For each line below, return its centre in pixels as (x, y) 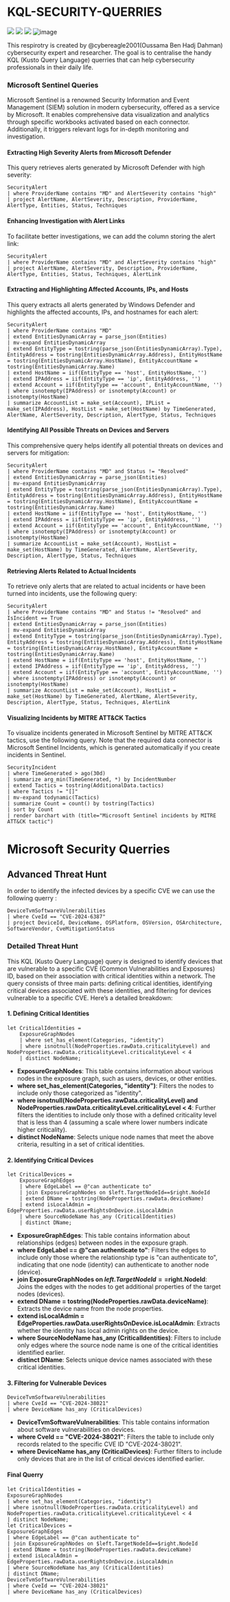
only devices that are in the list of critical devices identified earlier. (111, 1459)
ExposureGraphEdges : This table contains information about (103, 1236)
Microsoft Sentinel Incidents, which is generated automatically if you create (114, 748)
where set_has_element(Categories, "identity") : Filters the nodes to (115, 1086)
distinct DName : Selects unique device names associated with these (115, 1360)
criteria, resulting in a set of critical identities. (81, 1144)
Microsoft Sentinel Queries (53, 85)
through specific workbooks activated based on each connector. (99, 122)
